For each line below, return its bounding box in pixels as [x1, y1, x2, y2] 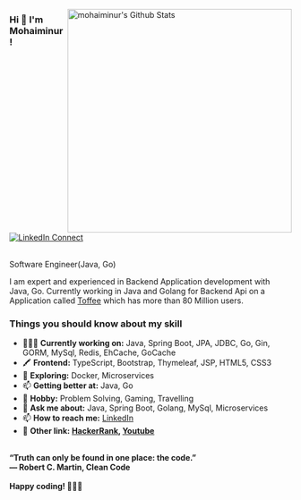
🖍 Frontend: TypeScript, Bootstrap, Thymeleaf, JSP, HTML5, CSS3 [21, 358, 271, 369]
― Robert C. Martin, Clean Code [9, 462, 131, 473]
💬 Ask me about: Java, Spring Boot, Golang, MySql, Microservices [21, 403, 269, 413]
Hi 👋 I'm [9, 13, 44, 26]
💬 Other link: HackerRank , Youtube [21, 426, 155, 436]
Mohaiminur [9, 24, 64, 37]
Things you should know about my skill [9, 318, 183, 330]
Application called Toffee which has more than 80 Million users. [9, 295, 244, 306]
